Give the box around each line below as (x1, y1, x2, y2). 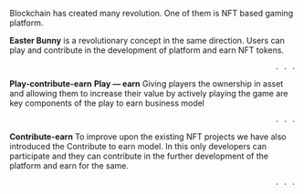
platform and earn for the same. (9, 160, 130, 171)
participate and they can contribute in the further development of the (9, 150, 269, 161)
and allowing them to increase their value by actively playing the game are (9, 88, 288, 98)
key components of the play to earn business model (9, 97, 205, 108)
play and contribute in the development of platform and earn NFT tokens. (9, 45, 285, 56)
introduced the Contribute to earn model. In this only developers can (9, 141, 267, 151)
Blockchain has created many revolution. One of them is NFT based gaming (9, 8, 294, 18)
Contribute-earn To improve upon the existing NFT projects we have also (9, 131, 287, 142)
